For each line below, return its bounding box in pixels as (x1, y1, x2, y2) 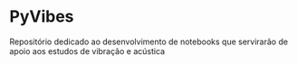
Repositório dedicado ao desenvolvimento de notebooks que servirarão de (9, 36, 288, 47)
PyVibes (9, 6, 74, 27)
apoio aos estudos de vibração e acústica (9, 45, 166, 56)
